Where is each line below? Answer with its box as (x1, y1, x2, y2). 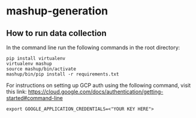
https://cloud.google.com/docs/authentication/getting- (28, 88, 164, 95)
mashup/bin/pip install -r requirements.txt (6, 71, 119, 77)
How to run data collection (6, 28, 107, 38)
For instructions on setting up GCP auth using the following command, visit (6, 82, 191, 89)
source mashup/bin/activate (6, 66, 77, 72)
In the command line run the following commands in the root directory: (6, 44, 180, 51)
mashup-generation (6, 4, 108, 18)
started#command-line (6, 95, 63, 101)
